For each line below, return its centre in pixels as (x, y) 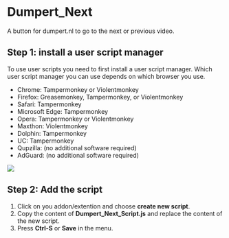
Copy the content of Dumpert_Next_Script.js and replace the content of (120, 213)
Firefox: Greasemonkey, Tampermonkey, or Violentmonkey (100, 97)
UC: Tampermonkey (45, 141)
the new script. (38, 221)
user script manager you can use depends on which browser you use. (106, 76)
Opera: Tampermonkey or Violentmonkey (75, 119)
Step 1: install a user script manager (85, 52)
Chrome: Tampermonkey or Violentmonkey (78, 89)
